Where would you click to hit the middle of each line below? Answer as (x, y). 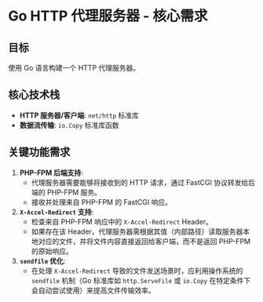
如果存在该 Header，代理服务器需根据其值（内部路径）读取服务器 (137, 231)
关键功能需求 (39, 153)
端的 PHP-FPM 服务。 (66, 192)
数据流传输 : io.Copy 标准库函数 (69, 125)
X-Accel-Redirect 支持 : (57, 212)
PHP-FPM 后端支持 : (51, 173)
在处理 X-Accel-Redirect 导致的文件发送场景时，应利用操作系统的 (137, 271)
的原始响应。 (52, 251)
